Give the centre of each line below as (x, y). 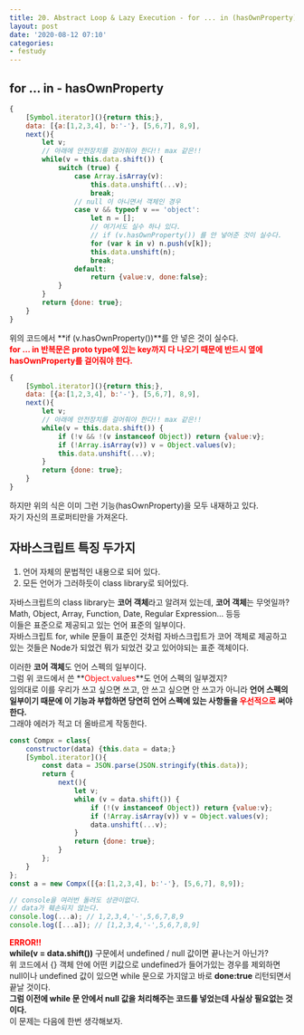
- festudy (28, 52)
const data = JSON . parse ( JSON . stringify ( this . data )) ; (145, 766)
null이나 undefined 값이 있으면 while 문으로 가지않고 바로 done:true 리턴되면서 (150, 976)
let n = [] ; (113, 218)
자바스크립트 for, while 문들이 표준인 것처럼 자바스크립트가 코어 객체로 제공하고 (148, 636)
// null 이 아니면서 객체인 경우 (127, 201)
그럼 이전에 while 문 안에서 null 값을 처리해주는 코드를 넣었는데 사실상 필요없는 (147, 998)
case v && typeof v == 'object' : (137, 210)
